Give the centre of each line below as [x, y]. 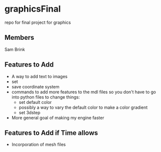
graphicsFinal [33, 9]
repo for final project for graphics [38, 22]
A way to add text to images [40, 76]
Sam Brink [15, 49]
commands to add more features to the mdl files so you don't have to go [84, 92]
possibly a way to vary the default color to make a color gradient [83, 107]
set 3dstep [30, 112]
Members [19, 38]
